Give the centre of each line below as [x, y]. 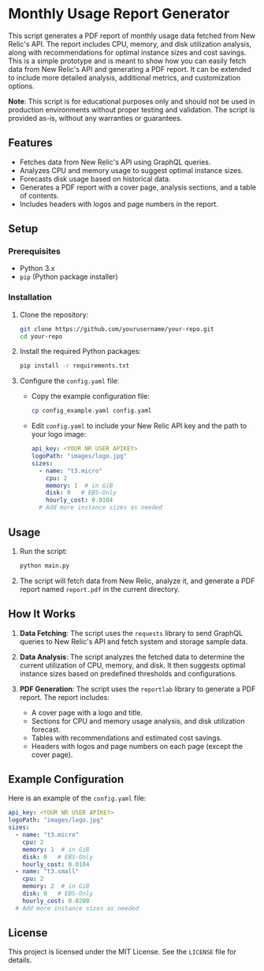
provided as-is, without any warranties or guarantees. [95, 118]
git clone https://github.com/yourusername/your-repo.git [117, 329]
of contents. [39, 195]
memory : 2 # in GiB [56, 886]
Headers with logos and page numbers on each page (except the [137, 746]
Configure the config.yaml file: [69, 381]
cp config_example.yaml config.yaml [91, 411]
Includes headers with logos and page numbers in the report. [119, 204]
